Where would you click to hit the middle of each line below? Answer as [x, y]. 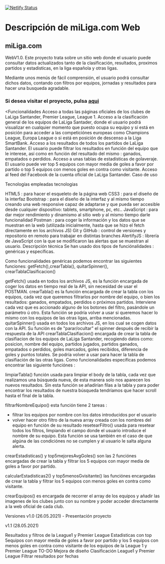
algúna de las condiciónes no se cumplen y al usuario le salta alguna [82, 441]
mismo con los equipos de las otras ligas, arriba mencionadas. [68, 318]
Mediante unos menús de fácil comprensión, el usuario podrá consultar [77, 78]
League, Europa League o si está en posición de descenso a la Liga [73, 138]
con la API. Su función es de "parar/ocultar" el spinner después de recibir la [82, 328]
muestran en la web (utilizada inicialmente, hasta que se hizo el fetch [75, 225]
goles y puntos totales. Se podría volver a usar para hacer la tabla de [75, 355]
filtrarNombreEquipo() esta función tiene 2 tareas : [56, 405]
